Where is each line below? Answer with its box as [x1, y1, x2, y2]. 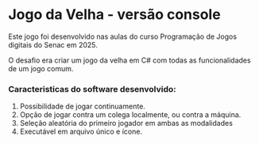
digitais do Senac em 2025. [8, 40, 98, 49]
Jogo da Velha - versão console [8, 6, 221, 24]
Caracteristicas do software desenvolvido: [8, 83, 176, 94]
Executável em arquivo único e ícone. [19, 127, 143, 136]
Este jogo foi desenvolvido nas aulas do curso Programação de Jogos [8, 32, 237, 41]
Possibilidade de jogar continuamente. [19, 101, 145, 112]
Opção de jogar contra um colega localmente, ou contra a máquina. [19, 110, 242, 119]
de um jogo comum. [8, 63, 74, 73]
